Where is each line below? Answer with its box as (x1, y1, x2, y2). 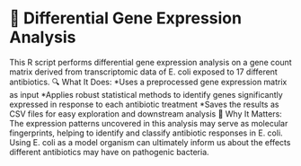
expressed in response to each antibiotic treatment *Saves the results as (9, 99, 279, 109)
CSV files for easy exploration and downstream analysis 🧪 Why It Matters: (9, 108, 283, 119)
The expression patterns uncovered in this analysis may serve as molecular (9, 118, 288, 128)
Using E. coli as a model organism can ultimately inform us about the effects (9, 136, 291, 147)
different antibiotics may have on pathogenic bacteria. (9, 146, 209, 157)
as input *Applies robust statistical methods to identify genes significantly (9, 89, 283, 100)
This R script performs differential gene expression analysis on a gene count (9, 57, 292, 67)
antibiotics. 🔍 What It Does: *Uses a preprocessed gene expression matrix (9, 76, 288, 87)
